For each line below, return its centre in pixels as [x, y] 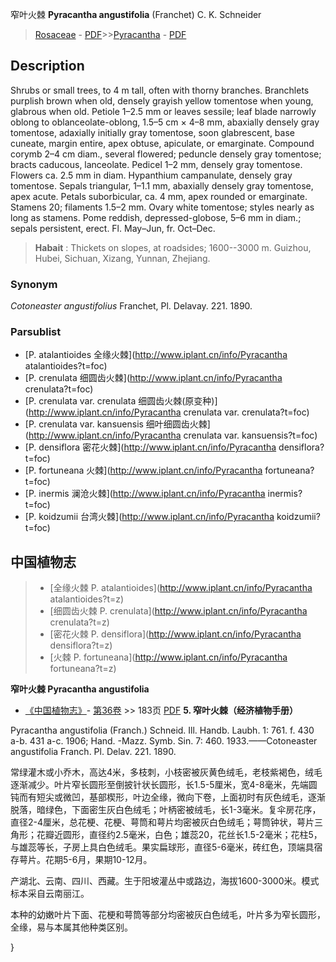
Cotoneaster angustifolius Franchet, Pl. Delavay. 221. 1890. [131, 306]
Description [47, 66]
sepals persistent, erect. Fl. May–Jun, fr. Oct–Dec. [113, 228]
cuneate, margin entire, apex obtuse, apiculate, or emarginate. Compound [162, 143]
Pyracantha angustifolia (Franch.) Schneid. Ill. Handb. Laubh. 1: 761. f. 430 [162, 730]
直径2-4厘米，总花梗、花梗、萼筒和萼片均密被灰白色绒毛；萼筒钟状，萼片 [162, 822]
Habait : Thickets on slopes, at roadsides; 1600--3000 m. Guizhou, [173, 247]
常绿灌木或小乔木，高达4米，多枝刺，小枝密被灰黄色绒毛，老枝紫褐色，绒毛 [166, 772]
